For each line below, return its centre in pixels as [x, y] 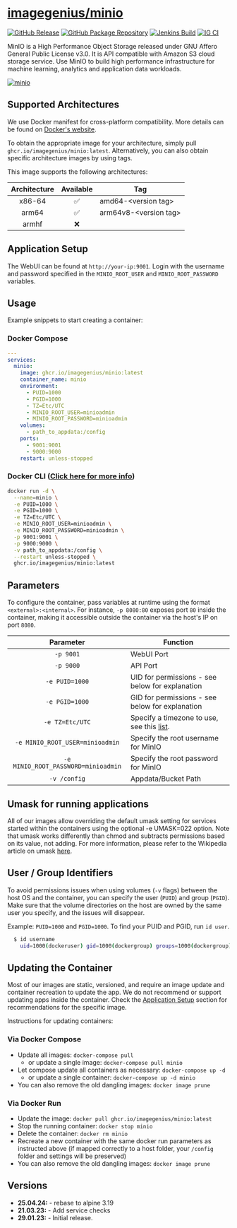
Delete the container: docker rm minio [73, 1133]
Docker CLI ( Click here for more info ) [71, 476]
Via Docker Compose [44, 1039]
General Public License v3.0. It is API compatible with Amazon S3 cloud [111, 54]
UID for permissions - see [174, 678]
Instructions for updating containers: [60, 1021]
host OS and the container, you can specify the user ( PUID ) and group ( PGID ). [119, 897]
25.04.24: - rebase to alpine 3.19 [66, 1203]
